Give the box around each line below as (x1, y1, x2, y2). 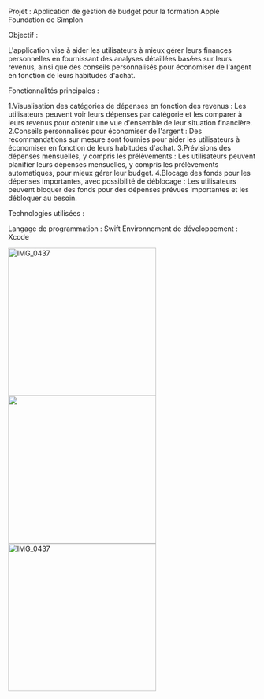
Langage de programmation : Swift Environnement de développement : (8, 224, 238, 233)
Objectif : (8, 31, 38, 39)
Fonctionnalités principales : (8, 86, 100, 95)
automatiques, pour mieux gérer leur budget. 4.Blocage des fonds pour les (8, 169, 251, 177)
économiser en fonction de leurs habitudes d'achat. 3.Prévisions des (8, 143, 231, 152)
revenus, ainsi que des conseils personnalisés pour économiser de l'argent (8, 62, 251, 72)
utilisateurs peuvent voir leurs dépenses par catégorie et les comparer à (8, 110, 243, 119)
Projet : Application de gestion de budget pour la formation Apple (8, 7, 220, 16)
